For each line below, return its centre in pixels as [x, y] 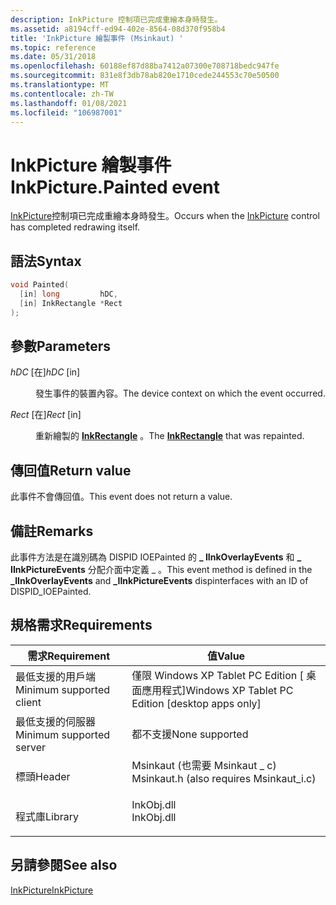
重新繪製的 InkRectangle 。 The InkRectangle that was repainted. [170, 436]
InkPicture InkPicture [52, 890]
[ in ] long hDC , [68, 294]
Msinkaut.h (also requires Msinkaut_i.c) [224, 778]
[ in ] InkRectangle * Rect [71, 303]
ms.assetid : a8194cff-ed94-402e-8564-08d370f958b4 [118, 29]
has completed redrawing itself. [75, 227]
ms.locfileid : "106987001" [66, 112]
